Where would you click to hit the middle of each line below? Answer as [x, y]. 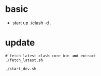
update [20, 43]
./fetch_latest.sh [24, 60]
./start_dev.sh [21, 69]
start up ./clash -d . [32, 23]
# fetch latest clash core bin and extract [51, 56]
